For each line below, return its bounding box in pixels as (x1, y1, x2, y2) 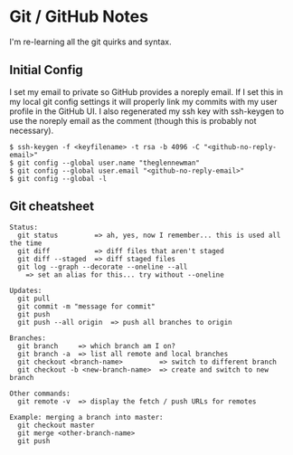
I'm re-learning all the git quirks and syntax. (9, 36, 172, 47)
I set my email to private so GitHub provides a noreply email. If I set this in (9, 86, 283, 97)
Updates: (9, 286, 43, 295)
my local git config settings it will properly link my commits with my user (9, 96, 278, 107)
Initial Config (9, 62, 83, 78)
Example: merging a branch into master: (9, 412, 165, 422)
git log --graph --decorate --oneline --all (17, 262, 188, 271)
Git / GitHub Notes (9, 6, 149, 27)
